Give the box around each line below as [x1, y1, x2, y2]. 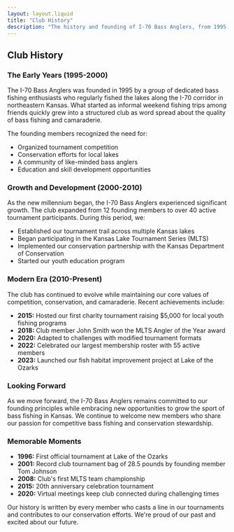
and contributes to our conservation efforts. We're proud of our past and [7, 510, 217, 519]
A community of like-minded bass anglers [17, 158, 138, 167]
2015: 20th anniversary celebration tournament [17, 482, 154, 491]
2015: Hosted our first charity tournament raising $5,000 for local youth [17, 311, 224, 319]
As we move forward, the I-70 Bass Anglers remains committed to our [7, 396, 208, 405]
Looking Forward [7, 381, 66, 391]
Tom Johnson [17, 467, 57, 476]
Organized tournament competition [17, 143, 119, 151]
